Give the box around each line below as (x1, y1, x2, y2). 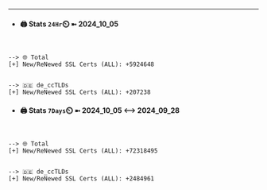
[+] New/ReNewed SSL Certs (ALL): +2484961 (8, 175, 155, 183)
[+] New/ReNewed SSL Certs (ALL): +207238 (8, 88, 151, 96)
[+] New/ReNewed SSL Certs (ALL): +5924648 (8, 60, 155, 68)
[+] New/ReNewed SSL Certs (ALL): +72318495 (8, 147, 158, 155)
